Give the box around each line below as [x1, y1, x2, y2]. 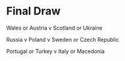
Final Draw [6, 4, 61, 18]
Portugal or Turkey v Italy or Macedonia [6, 47, 105, 55]
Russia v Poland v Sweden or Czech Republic [6, 36, 120, 43]
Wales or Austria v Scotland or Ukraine [6, 24, 103, 31]
